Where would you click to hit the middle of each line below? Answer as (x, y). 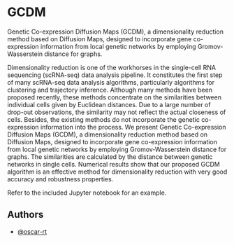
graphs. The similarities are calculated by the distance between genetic (110, 157)
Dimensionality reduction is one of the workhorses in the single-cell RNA (112, 67)
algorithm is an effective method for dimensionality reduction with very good (117, 172)
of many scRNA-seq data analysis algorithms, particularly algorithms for (111, 82)
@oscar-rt (32, 231)
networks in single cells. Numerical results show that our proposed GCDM (114, 164)
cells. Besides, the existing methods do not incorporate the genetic (104, 119)
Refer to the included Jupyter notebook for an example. (87, 193)
